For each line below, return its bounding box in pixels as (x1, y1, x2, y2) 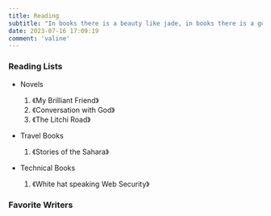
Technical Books (19, 163, 76, 172)
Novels (19, 79, 44, 89)
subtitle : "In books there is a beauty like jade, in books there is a (8, 19, 254, 27)
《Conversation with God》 (31, 105, 115, 114)
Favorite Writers (8, 199, 73, 210)
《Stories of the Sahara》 (31, 147, 110, 156)
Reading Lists (8, 61, 63, 73)
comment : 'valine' (8, 34, 70, 43)
